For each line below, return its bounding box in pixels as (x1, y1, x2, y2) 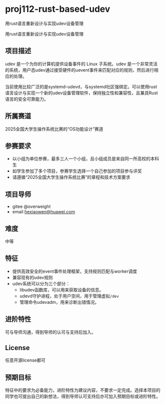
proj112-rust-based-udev (5, 3, 110, 15)
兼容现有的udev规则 (12, 274, 53, 280)
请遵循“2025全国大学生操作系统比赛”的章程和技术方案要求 (12, 174, 131, 180)
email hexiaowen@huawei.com (12, 209, 75, 215)
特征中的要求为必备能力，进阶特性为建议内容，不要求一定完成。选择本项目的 (5, 387, 161, 393)
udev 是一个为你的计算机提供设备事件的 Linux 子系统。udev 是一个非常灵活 (5, 61, 158, 67)
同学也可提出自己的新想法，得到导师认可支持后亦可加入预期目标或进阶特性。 (5, 394, 161, 400)
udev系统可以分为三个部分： (12, 281, 70, 286)
